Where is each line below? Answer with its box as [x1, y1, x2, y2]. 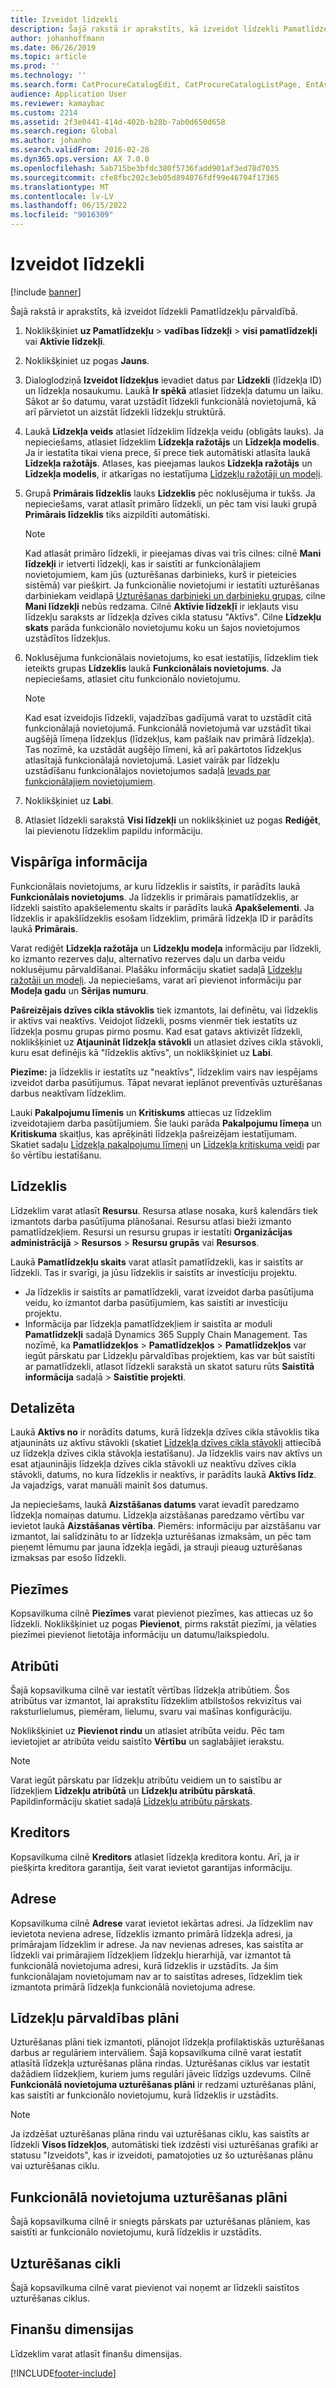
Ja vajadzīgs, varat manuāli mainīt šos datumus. [10, 1479, 208, 1491]
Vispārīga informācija [10, 854, 148, 871]
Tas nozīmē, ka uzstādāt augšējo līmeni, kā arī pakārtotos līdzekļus [24, 743, 302, 755]
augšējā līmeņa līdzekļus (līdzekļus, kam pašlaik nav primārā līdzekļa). [24, 732, 315, 745]
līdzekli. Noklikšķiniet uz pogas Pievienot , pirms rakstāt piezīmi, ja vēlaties [10, 1618, 317, 1630]
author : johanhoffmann [10, 33, 105, 43]
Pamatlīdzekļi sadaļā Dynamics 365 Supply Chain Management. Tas [24, 1328, 308, 1340]
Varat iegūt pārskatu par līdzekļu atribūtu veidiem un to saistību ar [10, 1774, 283, 1786]
